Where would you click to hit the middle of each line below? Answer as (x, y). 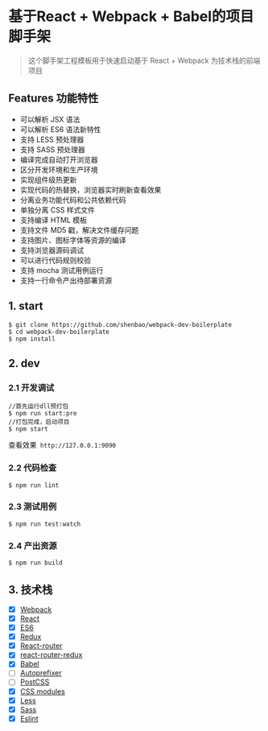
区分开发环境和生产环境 (59, 169)
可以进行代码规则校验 (55, 260)
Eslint (29, 718)
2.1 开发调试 (31, 387)
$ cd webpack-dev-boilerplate (59, 332)
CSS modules (43, 691)
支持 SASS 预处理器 (53, 149)
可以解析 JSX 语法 (50, 119)
